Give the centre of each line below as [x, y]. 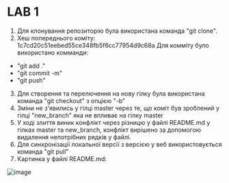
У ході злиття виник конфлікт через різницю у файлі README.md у [113, 122]
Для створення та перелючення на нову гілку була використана [111, 94]
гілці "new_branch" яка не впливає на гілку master [90, 115]
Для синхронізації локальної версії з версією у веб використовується [119, 144]
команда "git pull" [43, 152]
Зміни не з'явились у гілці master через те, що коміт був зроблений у [118, 108]
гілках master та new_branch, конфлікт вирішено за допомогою [109, 130]
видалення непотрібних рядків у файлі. [74, 137]
